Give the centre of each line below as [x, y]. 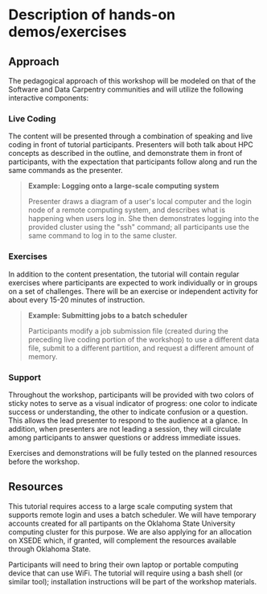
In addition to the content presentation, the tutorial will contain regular [124, 274]
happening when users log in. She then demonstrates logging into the [144, 219]
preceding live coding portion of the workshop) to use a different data [144, 339]
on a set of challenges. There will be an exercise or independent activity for [133, 291]
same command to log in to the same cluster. [103, 236]
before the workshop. [44, 461]
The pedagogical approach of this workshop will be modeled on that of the [132, 81]
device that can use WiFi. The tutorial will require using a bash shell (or [126, 573]
